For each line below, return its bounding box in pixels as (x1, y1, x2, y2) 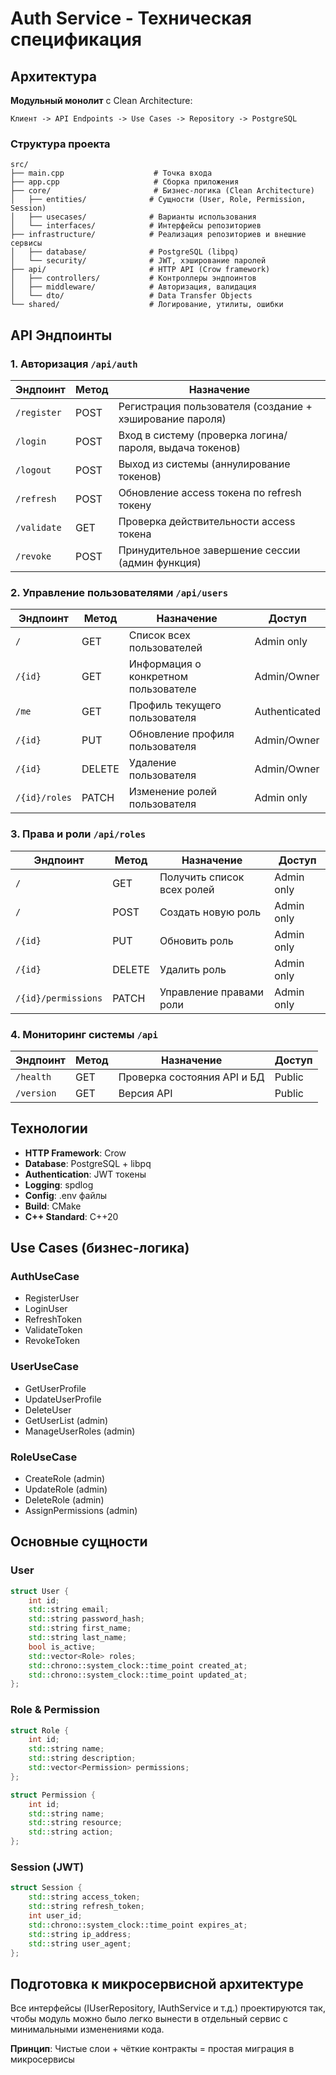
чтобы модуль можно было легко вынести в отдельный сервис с (10, 2013, 288, 2025)
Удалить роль (159, 962, 227, 976)
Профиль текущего (128, 698, 222, 712)
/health (15, 1071, 52, 1082)
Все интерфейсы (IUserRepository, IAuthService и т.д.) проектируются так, (10, 2002, 326, 2014)
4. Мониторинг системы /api (10, 1027, 158, 1041)
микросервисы (10, 2053, 75, 2066)
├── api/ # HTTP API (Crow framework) (10, 265, 271, 275)
